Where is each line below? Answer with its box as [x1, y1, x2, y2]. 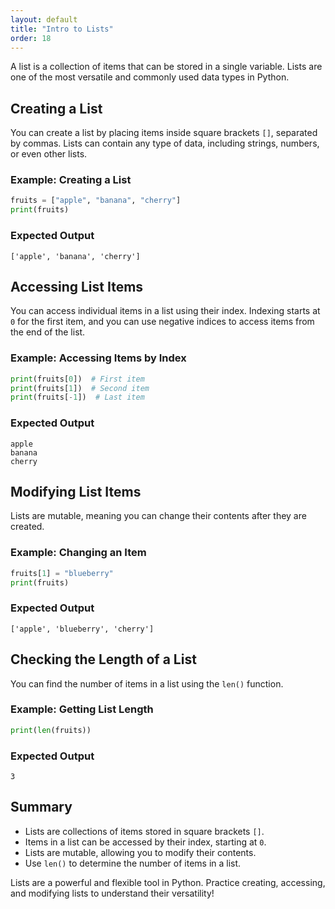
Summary [10, 799, 73, 816]
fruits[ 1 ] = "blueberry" [10, 568, 114, 578]
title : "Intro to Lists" [10, 24, 114, 34]
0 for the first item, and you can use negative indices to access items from [10, 316, 315, 328]
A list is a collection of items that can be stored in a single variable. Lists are [10, 61, 323, 73]
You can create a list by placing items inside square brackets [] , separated [10, 127, 318, 139]
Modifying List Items [10, 483, 142, 500]
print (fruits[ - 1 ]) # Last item [10, 392, 145, 403]
